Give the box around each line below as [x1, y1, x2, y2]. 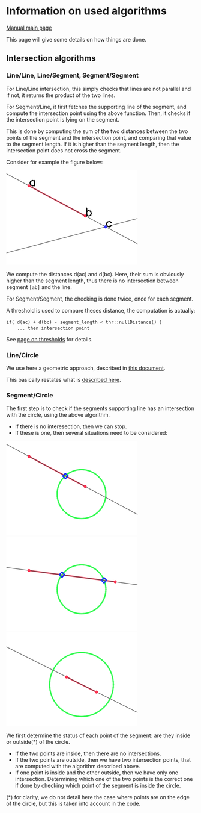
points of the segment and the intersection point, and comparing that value [6, 134, 191, 141]
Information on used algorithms [6, 4, 167, 18]
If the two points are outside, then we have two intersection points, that [14, 756, 191, 764]
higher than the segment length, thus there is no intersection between [6, 277, 179, 284]
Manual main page [6, 24, 52, 31]
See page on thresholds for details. [6, 335, 93, 343]
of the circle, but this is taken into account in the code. [6, 800, 141, 808]
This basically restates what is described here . [6, 376, 121, 383]
